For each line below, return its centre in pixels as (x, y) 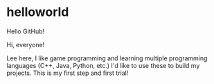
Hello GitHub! (26, 31)
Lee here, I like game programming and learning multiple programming (107, 58)
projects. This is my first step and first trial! (68, 73)
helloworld (38, 12)
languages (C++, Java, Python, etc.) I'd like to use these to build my (103, 65)
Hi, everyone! (26, 44)
